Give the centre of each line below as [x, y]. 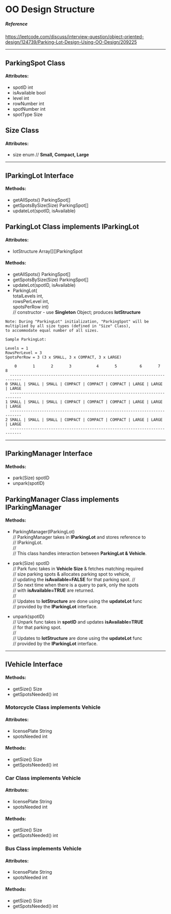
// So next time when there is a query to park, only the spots [76, 585]
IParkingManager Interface [49, 453]
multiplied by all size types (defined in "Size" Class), [68, 326]
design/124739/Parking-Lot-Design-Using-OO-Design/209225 [71, 42]
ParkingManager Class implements [62, 499]
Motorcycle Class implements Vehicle [53, 707]
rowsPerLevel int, [31, 301]
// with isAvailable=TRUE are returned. [53, 590]
